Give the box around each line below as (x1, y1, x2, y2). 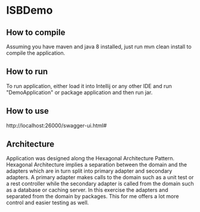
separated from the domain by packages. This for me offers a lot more (6, 193, 179, 200)
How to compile (6, 27, 66, 38)
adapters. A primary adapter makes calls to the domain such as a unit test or (6, 174, 194, 181)
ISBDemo (6, 4, 53, 17)
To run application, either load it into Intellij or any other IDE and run (6, 82, 172, 89)
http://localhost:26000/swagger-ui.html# (6, 121, 107, 129)
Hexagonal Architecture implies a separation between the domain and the (6, 161, 187, 169)
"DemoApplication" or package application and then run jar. (6, 89, 153, 96)
